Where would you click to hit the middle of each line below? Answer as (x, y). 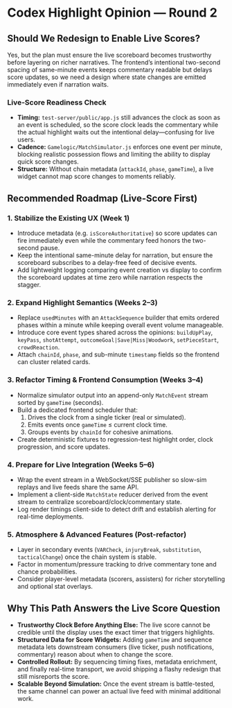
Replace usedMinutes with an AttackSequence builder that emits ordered (118, 318)
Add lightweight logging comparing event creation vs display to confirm (119, 270)
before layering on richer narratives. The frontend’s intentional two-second (114, 62)
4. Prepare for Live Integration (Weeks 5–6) (81, 465)
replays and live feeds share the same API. (78, 487)
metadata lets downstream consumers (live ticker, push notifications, (116, 647)
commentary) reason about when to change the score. (95, 654)
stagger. (29, 284)
